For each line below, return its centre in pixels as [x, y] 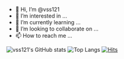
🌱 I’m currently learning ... [48, 22]
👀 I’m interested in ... [41, 16]
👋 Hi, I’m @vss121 [37, 9]
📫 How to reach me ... [44, 36]
